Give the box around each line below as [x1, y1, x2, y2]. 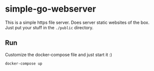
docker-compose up [5, 61, 42, 66]
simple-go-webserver [5, 3, 96, 15]
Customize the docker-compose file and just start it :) [5, 52, 112, 57]
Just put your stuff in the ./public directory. [5, 24, 94, 30]
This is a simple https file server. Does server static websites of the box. [5, 19, 150, 25]
